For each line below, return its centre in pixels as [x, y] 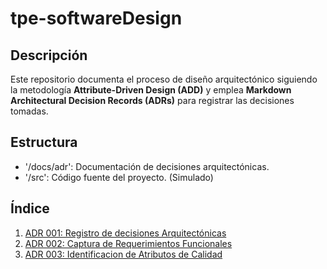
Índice [30, 208]
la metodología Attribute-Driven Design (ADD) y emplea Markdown [151, 90]
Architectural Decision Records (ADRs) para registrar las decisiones [152, 100]
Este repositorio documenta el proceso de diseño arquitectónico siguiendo [164, 79]
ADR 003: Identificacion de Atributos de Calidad [123, 254]
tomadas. [29, 111]
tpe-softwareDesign [96, 18]
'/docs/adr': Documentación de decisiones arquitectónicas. [147, 166]
